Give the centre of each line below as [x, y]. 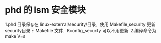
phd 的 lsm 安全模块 [46, 10]
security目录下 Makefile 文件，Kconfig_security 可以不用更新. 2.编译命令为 [81, 30]
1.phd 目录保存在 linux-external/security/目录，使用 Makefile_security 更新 [80, 24]
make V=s [15, 36]
